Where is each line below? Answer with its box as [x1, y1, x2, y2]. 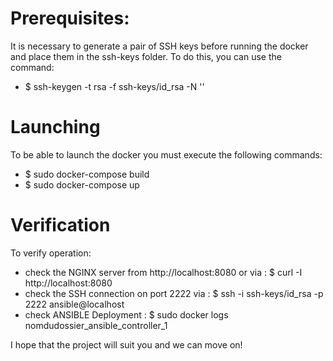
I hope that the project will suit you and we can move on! [10, 338, 243, 351]
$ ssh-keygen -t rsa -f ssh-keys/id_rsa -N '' [24, 80, 205, 92]
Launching [10, 116, 101, 139]
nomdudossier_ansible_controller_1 [24, 319, 168, 331]
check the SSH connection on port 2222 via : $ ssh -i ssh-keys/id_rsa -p [24, 287, 324, 299]
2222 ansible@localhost [24, 298, 125, 310]
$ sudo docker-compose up [24, 178, 140, 191]
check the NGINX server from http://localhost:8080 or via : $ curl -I [24, 266, 303, 278]
